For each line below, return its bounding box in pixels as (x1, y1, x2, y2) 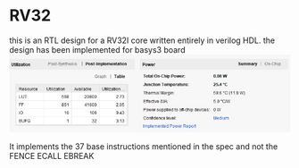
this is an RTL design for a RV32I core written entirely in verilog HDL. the (9, 35, 275, 46)
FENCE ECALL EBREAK (9, 151, 95, 162)
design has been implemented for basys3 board (9, 44, 186, 55)
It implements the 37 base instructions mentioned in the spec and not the (9, 141, 278, 152)
